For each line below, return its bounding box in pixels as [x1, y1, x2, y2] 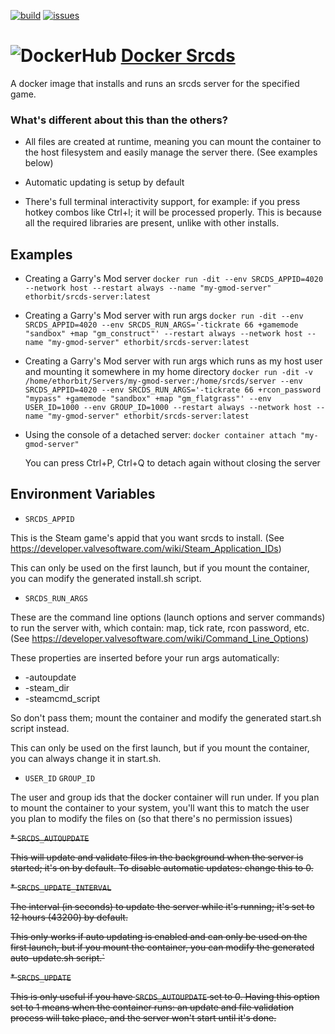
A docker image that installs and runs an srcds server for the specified [10, 77, 300, 89]
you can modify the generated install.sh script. [10, 572, 202, 584]
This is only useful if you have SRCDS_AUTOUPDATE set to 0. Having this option [10, 990, 320, 1002]
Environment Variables [10, 486, 156, 503]
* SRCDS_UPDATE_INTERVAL [10, 881, 112, 893]
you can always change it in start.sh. [10, 752, 162, 764]
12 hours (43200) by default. [10, 911, 128, 923]
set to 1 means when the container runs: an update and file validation [10, 1001, 295, 1013]
